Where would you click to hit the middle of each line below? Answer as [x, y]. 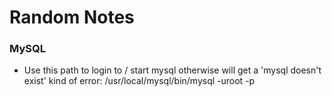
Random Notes [72, 17]
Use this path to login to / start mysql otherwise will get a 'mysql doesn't [172, 70]
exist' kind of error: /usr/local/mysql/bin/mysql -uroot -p [139, 81]
